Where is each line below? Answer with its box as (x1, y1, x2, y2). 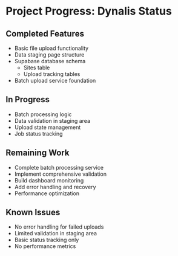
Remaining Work (5, 148, 70, 158)
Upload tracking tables (23, 71, 81, 77)
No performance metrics (14, 243, 76, 250)
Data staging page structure (14, 51, 85, 58)
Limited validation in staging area (14, 230, 97, 237)
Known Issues (5, 207, 61, 218)
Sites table (23, 64, 50, 71)
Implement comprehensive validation (14, 170, 107, 178)
